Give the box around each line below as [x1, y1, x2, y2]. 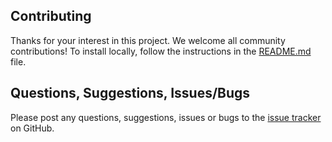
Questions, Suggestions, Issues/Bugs [10, 85, 251, 102]
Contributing [10, 8, 92, 25]
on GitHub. [10, 122, 55, 134]
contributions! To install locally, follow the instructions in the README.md [10, 45, 312, 57]
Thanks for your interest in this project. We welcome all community [10, 34, 286, 46]
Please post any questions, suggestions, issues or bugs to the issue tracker [10, 111, 322, 123]
